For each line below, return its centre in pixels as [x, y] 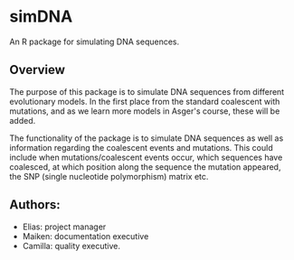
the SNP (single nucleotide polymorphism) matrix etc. [109, 176]
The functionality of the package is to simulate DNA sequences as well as [147, 138]
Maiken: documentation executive [85, 236]
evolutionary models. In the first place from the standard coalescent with [145, 101]
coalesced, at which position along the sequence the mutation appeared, [145, 167]
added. [23, 120]
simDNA [41, 17]
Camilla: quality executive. [71, 246]
